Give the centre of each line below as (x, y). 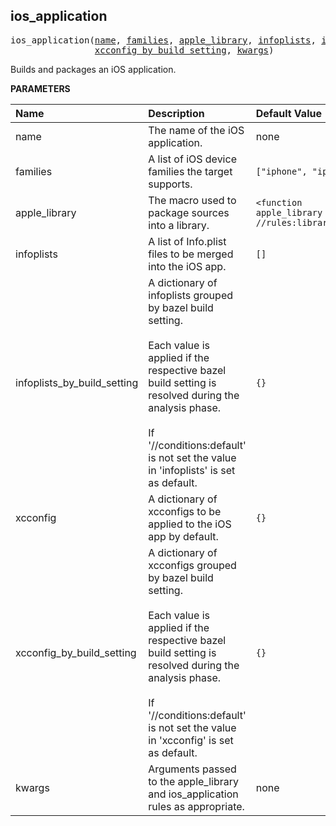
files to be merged (191, 254)
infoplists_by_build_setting (77, 382)
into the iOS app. (187, 266)
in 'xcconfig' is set (191, 740)
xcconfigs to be (185, 511)
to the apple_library (193, 781)
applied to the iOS (190, 524)
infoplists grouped (190, 295)
